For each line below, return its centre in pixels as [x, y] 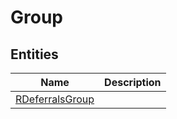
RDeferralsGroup [55, 99]
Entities [34, 54]
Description [133, 82]
